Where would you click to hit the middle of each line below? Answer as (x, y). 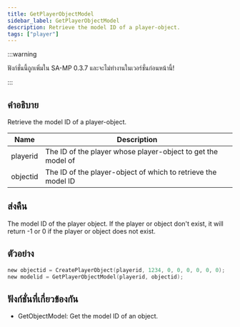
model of (60, 161)
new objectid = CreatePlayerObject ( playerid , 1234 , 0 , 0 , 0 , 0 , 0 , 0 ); (116, 270)
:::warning (22, 54)
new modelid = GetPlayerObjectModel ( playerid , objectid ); (95, 277)
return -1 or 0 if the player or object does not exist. (81, 231)
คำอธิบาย (23, 105)
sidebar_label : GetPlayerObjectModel (64, 21)
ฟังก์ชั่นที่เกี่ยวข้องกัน (43, 299)
